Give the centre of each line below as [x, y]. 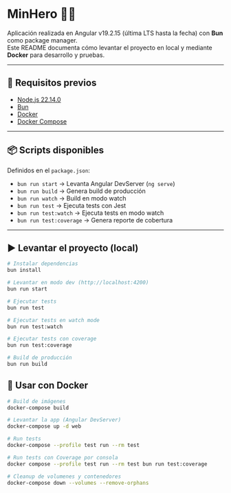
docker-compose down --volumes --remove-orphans [78, 483]
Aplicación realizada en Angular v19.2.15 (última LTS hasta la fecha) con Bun [115, 33]
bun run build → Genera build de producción [81, 191]
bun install [24, 271]
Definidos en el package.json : [49, 170]
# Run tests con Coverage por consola [63, 457]
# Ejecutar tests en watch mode [53, 320]
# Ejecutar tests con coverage [52, 339]
